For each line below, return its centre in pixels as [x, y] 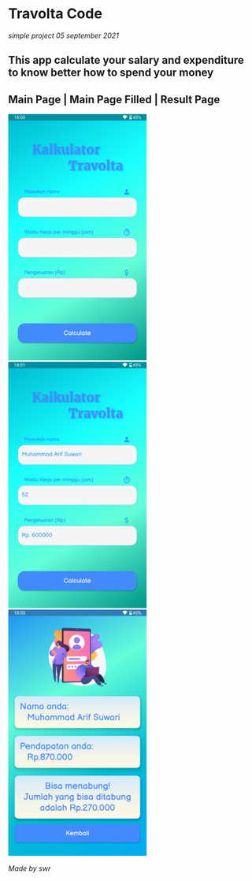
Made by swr [30, 868]
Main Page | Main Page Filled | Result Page [114, 99]
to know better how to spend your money [111, 73]
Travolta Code [55, 14]
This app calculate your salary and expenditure [126, 60]
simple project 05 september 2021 [64, 35]
